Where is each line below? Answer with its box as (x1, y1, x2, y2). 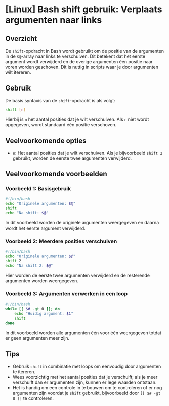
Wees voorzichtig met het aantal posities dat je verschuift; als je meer (12, 374, 158, 380)
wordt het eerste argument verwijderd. (5, 225, 86, 231)
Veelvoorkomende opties (5, 137, 87, 145)
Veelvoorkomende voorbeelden (5, 169, 107, 178)
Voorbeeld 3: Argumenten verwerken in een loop (5, 290, 128, 297)
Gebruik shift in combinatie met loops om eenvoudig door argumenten (12, 363, 161, 369)
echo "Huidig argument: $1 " (14, 311, 73, 317)
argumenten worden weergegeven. (5, 278, 78, 284)
